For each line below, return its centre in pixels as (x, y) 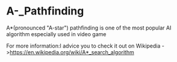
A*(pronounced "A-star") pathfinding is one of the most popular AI (89, 28)
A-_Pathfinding (45, 11)
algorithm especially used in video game (56, 34)
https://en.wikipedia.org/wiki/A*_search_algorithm (72, 52)
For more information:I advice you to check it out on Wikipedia (83, 46)
